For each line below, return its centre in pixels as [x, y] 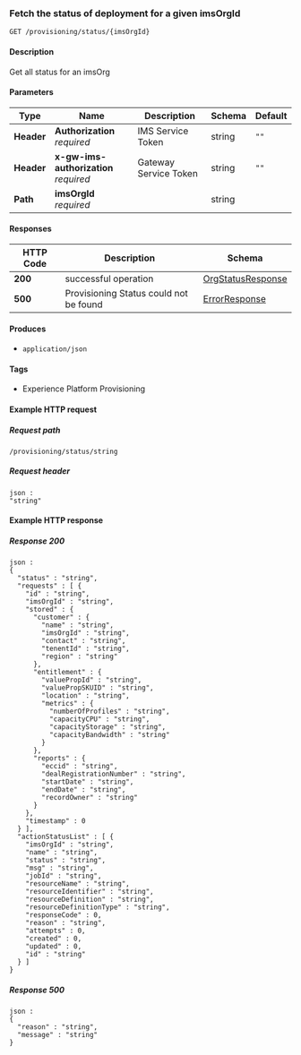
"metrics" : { [68, 704]
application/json [55, 349]
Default [271, 116]
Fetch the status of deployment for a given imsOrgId [125, 13]
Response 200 [37, 541]
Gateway [156, 162]
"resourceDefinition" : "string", [90, 900]
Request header [39, 471]
